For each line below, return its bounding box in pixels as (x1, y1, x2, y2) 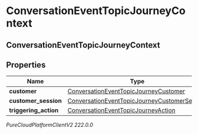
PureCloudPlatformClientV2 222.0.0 (6, 122, 93, 129)
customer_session (9, 97, 62, 105)
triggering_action (9, 106, 59, 115)
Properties (6, 60, 46, 70)
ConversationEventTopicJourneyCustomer (67, 87, 186, 95)
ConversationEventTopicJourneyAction (67, 106, 176, 115)
